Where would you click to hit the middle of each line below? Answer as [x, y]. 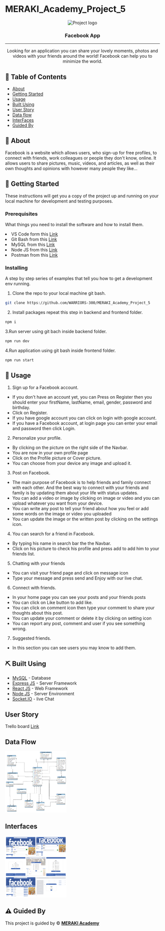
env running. [18, 284]
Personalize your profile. [37, 438]
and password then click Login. [44, 428]
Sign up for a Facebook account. [45, 387]
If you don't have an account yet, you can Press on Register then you [82, 397]
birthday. [21, 407]
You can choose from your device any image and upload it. [72, 463]
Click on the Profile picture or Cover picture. [57, 458]
